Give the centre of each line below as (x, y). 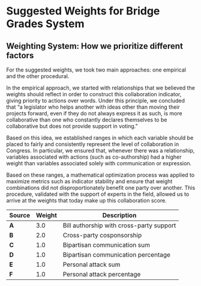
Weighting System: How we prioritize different (94, 46)
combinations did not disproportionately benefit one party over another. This (101, 188)
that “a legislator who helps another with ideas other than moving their (93, 107)
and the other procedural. (38, 76)
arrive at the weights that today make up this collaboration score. (86, 200)
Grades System (46, 24)
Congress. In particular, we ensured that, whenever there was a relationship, (100, 151)
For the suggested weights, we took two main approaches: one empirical (96, 70)
